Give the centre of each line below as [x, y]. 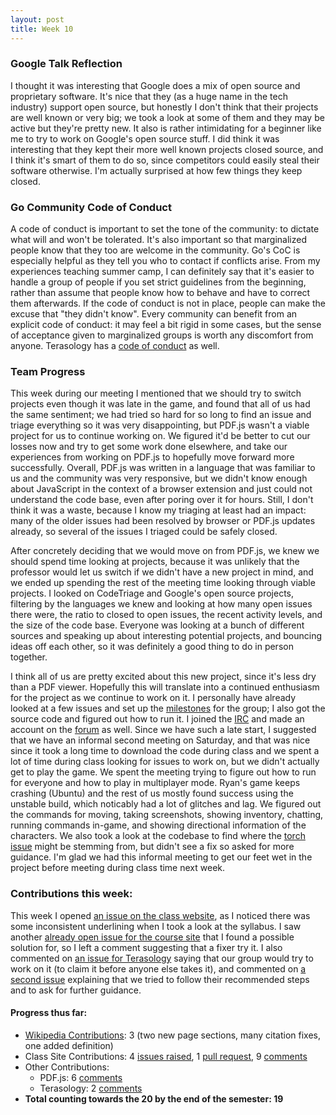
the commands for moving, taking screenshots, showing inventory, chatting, [167, 815]
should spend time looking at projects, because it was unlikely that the [155, 562]
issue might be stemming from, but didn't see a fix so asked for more [152, 847]
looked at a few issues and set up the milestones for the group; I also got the [168, 708]
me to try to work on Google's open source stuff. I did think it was [145, 138]
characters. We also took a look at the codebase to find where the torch [158, 836]
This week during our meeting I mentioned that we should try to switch [156, 393]
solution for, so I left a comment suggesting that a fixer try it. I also [146, 947]
